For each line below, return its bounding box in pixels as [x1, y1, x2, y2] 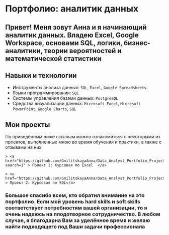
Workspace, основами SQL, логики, [5, 39, 123, 47]
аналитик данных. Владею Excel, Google [5, 31, 139, 39]
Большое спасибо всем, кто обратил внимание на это [5, 192, 145, 199]
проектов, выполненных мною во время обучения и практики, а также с [5, 139, 162, 145]
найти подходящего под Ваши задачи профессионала [5, 223, 145, 230]
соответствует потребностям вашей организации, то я [5, 204, 147, 211]
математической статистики [5, 54, 102, 63]
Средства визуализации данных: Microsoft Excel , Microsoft [12, 101, 141, 107]
